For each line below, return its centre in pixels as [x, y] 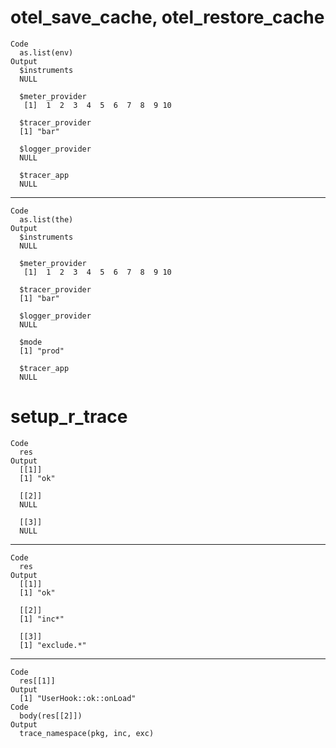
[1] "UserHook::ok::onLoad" [78, 698]
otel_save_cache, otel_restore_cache [167, 17]
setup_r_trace [69, 417]
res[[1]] [37, 681]
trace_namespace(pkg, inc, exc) [87, 733]
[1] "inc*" [42, 619]
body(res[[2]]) [51, 716]
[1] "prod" [42, 351]
